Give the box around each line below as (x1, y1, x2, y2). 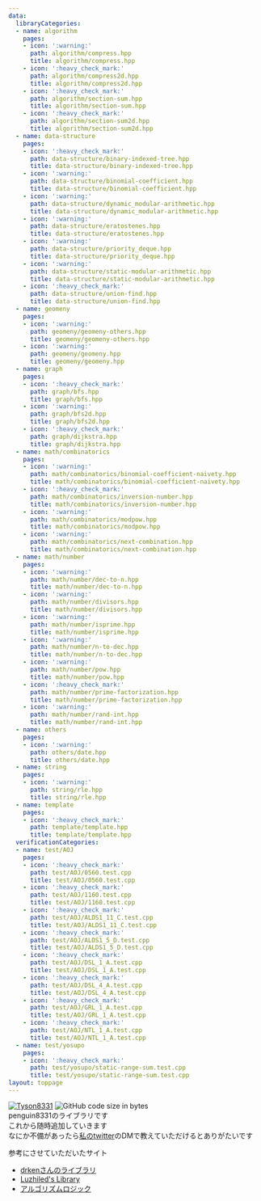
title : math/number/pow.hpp (29, 672, 125, 681)
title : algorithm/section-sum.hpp (29, 102, 147, 110)
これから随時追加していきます (8, 1120, 107, 1130)
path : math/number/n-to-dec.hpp (29, 643, 139, 651)
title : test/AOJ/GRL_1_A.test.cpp (29, 1011, 147, 1019)
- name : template (15, 801, 74, 809)
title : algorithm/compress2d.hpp (29, 79, 143, 87)
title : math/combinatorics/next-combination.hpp (29, 546, 197, 554)
